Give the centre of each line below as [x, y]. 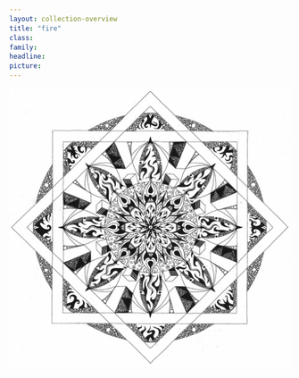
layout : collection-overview [63, 19]
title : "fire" [36, 28]
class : [21, 38]
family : [24, 47]
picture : [25, 66]
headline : [28, 57]
